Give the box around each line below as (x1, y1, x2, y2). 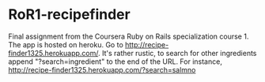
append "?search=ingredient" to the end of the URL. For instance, (8, 57, 223, 66)
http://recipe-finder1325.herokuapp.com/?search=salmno (8, 65, 196, 74)
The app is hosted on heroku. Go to (8, 39, 124, 49)
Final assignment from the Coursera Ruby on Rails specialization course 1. (8, 32, 249, 41)
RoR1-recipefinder (8, 6, 131, 24)
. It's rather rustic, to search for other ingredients (97, 48, 257, 58)
